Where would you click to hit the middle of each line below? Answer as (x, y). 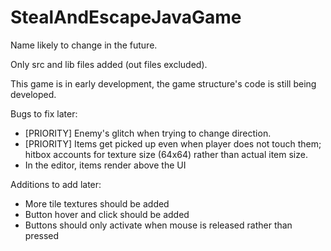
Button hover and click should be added (107, 214)
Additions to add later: (56, 184)
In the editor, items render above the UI (105, 165)
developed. (33, 94)
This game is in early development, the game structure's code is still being (163, 83)
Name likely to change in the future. (84, 45)
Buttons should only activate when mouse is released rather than (158, 225)
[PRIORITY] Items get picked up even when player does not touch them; (173, 143)
